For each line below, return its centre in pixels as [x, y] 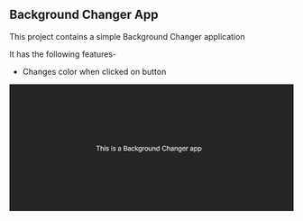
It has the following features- [63, 54]
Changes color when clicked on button [94, 71]
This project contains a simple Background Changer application [127, 36]
